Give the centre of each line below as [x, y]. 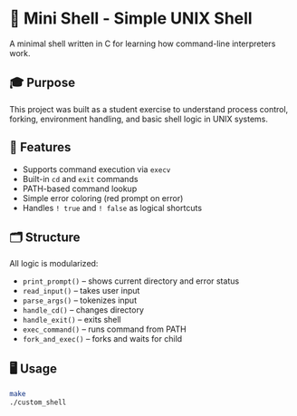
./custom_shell [38, 402]
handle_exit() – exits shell [72, 320]
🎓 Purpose [42, 83]
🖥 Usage [33, 368]
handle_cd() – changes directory [83, 310]
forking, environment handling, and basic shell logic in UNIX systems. [139, 119]
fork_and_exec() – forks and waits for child [102, 339]
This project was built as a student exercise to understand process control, [149, 109]
